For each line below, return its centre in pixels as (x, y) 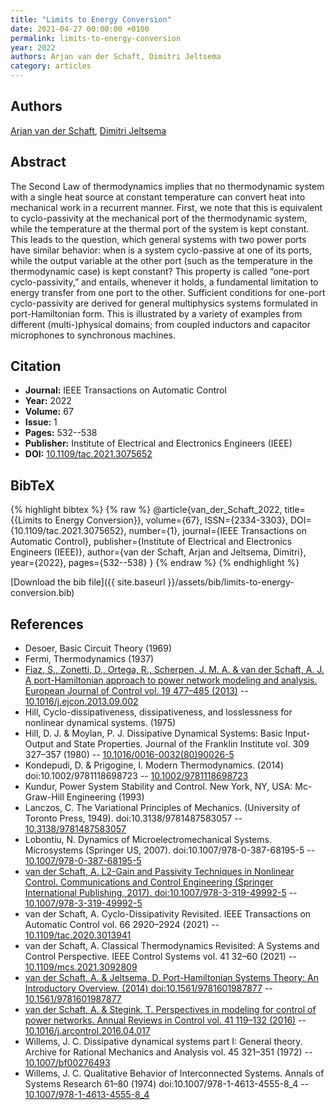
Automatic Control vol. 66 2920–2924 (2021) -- (122, 925)
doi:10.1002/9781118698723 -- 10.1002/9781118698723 (136, 776)
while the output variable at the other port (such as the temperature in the (161, 260)
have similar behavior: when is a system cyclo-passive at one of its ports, (161, 250)
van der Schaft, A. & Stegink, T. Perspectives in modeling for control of (170, 1010)
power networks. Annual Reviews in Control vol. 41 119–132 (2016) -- (165, 1020)
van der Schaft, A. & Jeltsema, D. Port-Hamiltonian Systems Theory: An (172, 978)
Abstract (38, 162)
